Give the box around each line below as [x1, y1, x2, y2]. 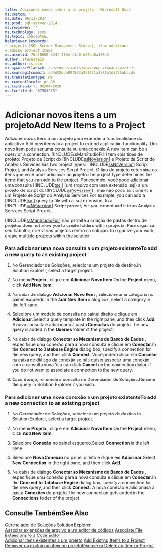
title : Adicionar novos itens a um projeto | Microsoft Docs [5, 7, 131, 12]
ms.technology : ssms [5, 30, 47, 35]
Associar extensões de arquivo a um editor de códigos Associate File [5, 527, 143, 533]
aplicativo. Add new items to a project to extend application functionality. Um [5, 141, 157, 147]
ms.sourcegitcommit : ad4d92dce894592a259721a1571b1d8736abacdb [5, 70, 135, 75]
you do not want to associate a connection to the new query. [12, 367, 133, 373]
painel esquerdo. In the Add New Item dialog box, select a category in [12, 296, 151, 302]
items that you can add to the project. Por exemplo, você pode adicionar [5, 177, 149, 183]
